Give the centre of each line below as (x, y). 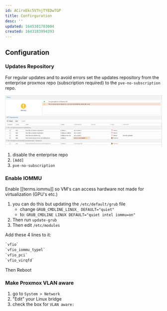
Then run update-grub (35, 220)
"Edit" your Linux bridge (37, 299)
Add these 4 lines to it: (28, 235)
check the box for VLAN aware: (43, 304)
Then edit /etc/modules (36, 225)
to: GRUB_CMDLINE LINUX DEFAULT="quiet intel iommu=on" (78, 215)
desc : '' (14, 21)
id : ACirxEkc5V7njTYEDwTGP (33, 10)
